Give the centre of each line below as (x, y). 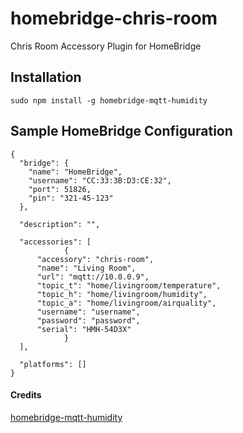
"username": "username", (88, 312)
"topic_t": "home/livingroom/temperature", (129, 285)
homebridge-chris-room (114, 18)
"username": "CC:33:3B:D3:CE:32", (100, 180)
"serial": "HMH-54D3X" (84, 329)
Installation (46, 77)
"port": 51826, (60, 189)
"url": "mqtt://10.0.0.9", (93, 277)
